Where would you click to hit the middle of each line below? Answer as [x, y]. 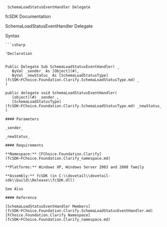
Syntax [12, 36]
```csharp [15, 45]
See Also [14, 189]
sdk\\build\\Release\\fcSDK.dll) [40, 180]
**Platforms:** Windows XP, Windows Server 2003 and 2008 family [74, 167]
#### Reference [21, 198]
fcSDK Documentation [28, 16]
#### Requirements [24, 145]
